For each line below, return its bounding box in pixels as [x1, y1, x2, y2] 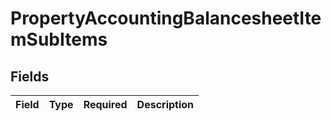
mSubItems [10, 28, 108, 51]
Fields [10, 68, 50, 85]
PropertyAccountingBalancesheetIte [10, 7, 322, 30]
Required [83, 98, 128, 111]
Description [136, 98, 195, 111]
